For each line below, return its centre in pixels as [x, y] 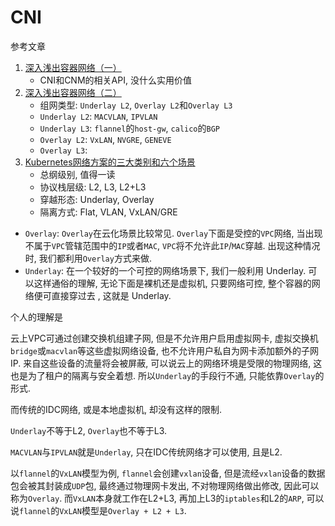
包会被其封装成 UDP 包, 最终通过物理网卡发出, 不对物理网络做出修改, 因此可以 [165, 485]
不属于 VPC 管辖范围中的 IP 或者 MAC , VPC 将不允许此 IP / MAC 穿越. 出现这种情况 [172, 245]
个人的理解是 [36, 317]
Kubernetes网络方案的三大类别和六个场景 [110, 162]
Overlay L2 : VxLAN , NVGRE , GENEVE [105, 139]
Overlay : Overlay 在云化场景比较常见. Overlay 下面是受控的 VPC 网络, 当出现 [173, 233]
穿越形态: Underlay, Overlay [97, 199]
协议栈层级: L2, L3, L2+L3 [93, 187]
